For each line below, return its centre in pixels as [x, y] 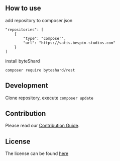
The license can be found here [37, 153]
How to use [23, 8]
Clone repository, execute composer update [49, 98]
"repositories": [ [24, 30]
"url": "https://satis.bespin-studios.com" [69, 43]
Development [27, 86]
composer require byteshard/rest [40, 70]
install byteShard [23, 61]
